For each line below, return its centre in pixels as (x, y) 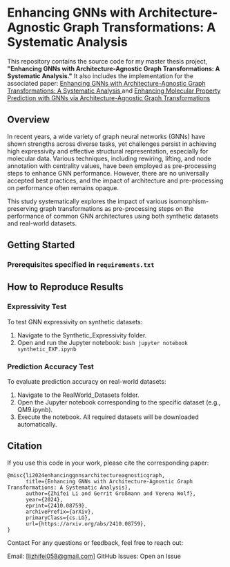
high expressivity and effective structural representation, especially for (108, 151)
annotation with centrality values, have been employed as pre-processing (112, 166)
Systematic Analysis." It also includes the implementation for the (100, 76)
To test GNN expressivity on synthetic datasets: (75, 322)
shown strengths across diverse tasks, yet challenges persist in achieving (112, 144)
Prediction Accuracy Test (51, 366)
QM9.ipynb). (35, 410)
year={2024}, (44, 499)
